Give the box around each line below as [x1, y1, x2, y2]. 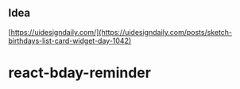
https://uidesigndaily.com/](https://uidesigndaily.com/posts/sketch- [10, 27, 233, 37]
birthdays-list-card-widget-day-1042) [8, 36, 132, 45]
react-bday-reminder [8, 64, 151, 82]
